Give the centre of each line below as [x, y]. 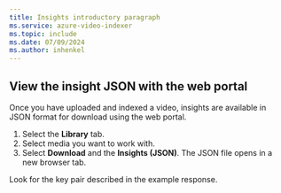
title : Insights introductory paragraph [85, 17]
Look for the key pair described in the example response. [113, 179]
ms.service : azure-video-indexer [71, 26]
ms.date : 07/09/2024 [47, 42]
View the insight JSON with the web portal [129, 86]
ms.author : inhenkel [47, 50]
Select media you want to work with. [88, 143]
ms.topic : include [43, 34]
